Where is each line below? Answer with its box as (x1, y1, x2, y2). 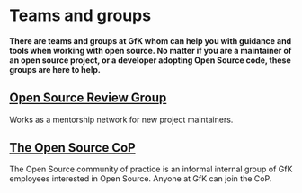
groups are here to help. (9, 64, 101, 75)
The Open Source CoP (9, 140, 137, 155)
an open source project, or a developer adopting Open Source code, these (9, 55, 291, 66)
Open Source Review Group (9, 91, 167, 106)
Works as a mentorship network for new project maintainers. (9, 114, 234, 125)
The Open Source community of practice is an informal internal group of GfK (9, 163, 293, 175)
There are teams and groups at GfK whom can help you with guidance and (9, 35, 292, 46)
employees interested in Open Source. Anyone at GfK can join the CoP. (9, 173, 272, 184)
